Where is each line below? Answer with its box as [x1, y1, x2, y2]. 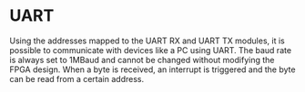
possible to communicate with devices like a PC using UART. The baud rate [9, 44, 292, 55]
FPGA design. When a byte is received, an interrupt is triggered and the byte [9, 64, 296, 75]
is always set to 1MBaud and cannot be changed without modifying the [9, 54, 275, 65]
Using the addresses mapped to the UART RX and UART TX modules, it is [9, 35, 285, 46]
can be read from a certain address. [9, 73, 144, 84]
